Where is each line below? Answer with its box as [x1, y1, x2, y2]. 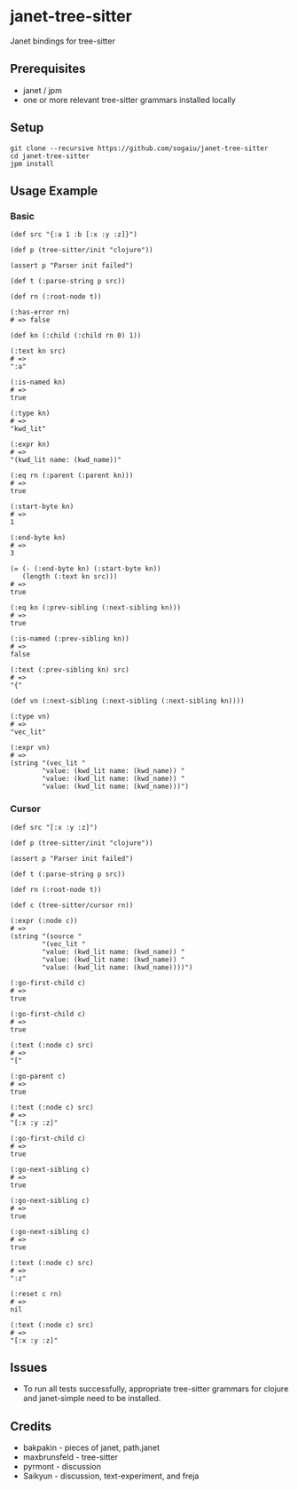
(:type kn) [10, 409, 51, 418]
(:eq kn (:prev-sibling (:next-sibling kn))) [10, 603, 181, 612]
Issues [10, 1359, 48, 1374]
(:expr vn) [10, 744, 51, 753]
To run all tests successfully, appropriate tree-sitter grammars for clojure [22, 1383, 289, 1394]
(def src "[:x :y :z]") [10, 823, 98, 832]
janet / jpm [22, 84, 63, 95]
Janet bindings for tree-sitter [10, 36, 116, 46]
